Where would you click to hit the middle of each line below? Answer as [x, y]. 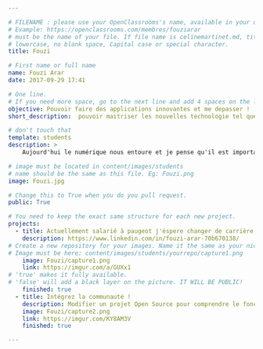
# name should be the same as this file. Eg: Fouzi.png [101, 173]
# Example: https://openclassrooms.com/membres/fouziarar [104, 29]
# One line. [27, 94]
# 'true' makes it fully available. [68, 275]
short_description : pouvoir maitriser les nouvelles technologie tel [126, 116]
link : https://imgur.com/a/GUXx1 [77, 267]
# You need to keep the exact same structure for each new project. [122, 216]
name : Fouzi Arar [36, 73]
